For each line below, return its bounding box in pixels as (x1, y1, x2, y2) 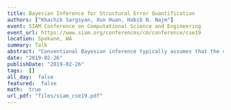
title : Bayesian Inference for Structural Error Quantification (7, 10, 195, 17)
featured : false (7, 80, 57, 87)
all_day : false (7, 73, 54, 81)
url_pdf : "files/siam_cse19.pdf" (7, 93, 103, 100)
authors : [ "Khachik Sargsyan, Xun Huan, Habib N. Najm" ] (7, 16, 174, 23)
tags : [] (7, 67, 36, 74)
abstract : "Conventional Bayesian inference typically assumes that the (7, 49, 220, 55)
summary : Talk (7, 42, 48, 49)
